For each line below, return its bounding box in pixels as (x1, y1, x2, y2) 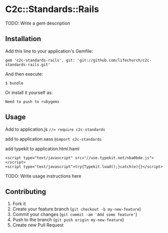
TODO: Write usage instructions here (5, 173, 81, 179)
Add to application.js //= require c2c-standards (5, 126, 106, 132)
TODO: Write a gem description (5, 20, 70, 26)
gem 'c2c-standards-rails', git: (5, 58, 75, 63)
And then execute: (5, 71, 43, 77)
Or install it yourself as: (5, 89, 53, 95)
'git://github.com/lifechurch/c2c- (77, 58, 152, 63)
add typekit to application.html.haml (5, 146, 79, 152)
